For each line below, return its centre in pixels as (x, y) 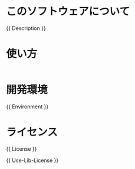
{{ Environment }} (27, 107)
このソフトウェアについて (68, 11)
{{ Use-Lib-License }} (32, 160)
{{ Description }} (26, 28)
